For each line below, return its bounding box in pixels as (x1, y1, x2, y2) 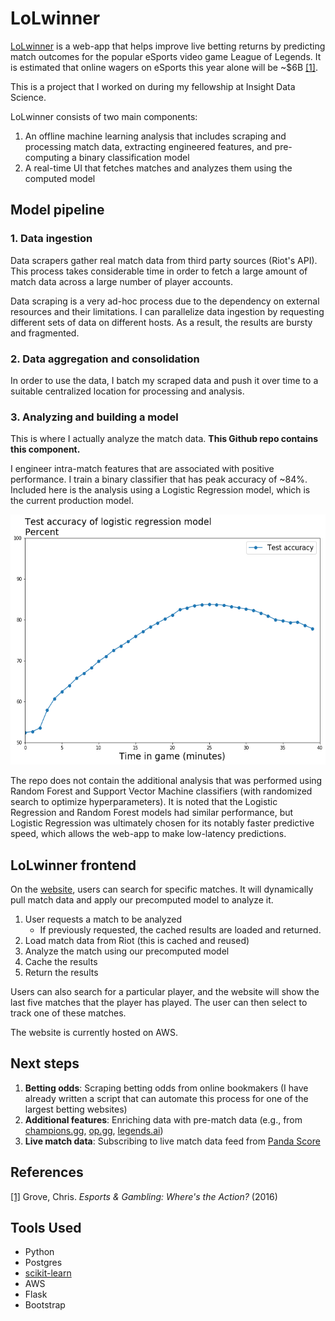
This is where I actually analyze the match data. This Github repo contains (10, 433, 319, 445)
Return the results (24, 967, 99, 979)
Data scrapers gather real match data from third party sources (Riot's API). (10, 254, 318, 266)
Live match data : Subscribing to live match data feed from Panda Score (24, 1135, 321, 1147)
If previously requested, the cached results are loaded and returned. (39, 924, 322, 936)
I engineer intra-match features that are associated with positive (10, 463, 275, 475)
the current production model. (10, 495, 134, 507)
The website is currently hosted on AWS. (10, 1027, 178, 1039)
